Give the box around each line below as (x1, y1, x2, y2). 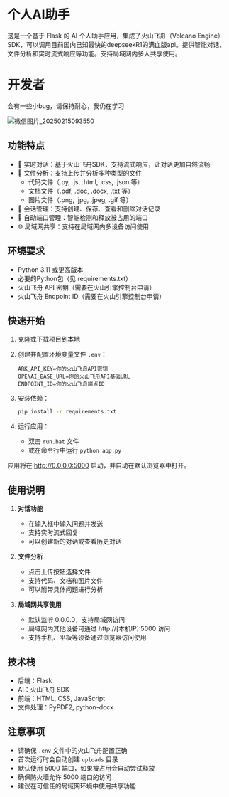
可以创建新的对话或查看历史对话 (28, 537, 122, 545)
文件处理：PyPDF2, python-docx (17, 702, 114, 712)
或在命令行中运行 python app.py (28, 446, 122, 455)
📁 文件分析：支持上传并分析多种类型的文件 (17, 169, 142, 177)
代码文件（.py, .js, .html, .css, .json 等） (28, 177, 144, 186)
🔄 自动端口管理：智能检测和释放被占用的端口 (17, 213, 148, 221)
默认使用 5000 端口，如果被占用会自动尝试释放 (17, 764, 155, 772)
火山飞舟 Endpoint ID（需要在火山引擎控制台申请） (17, 292, 166, 300)
